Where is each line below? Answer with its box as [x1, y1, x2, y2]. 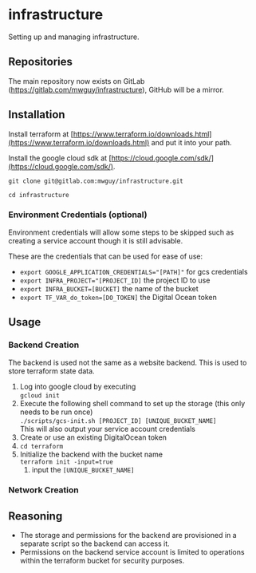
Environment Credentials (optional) [8, 209, 148, 220]
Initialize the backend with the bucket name [19, 449, 163, 459]
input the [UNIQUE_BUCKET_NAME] [31, 464, 135, 474]
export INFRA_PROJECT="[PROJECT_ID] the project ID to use [19, 275, 211, 285]
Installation [8, 108, 65, 121]
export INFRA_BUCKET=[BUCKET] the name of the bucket [19, 283, 199, 293]
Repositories [8, 55, 73, 69]
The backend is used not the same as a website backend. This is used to [8, 358, 247, 367]
